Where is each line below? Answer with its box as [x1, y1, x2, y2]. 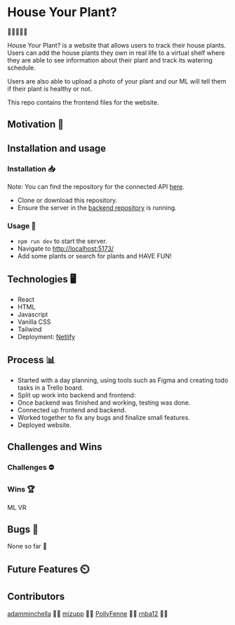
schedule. [7, 63, 36, 72]
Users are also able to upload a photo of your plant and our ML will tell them [7, 77, 227, 85]
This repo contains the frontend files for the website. [7, 98, 159, 106]
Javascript [17, 310, 48, 319]
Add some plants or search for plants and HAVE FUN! [17, 252, 172, 261]
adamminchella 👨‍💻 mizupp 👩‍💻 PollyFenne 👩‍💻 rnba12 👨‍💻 [7, 609, 168, 618]
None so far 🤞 [7, 542, 48, 551]
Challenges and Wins [7, 441, 103, 453]
